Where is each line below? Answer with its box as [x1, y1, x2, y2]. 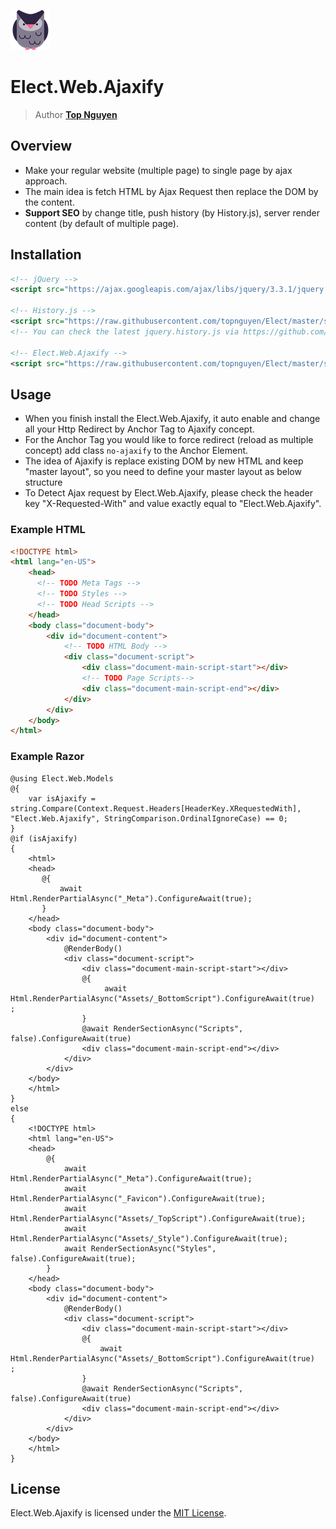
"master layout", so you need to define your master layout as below [24, 466, 302, 478]
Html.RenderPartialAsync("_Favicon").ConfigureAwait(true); [10, 1193, 267, 1204]
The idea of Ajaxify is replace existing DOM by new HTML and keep [24, 455, 304, 467]
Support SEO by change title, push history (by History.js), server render [24, 206, 321, 219]
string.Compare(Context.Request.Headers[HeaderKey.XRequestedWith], [10, 803, 302, 814]
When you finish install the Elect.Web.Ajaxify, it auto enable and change [24, 413, 321, 425]
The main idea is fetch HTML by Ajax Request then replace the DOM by [24, 185, 319, 197]
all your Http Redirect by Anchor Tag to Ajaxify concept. [24, 423, 255, 435]
